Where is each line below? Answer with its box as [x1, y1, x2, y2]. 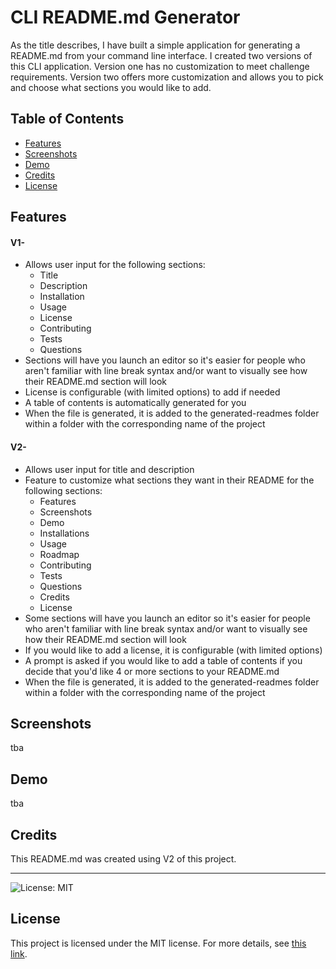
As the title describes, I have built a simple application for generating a [10, 39, 301, 51]
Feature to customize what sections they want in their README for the [24, 474, 315, 486]
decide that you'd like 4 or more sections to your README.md [24, 665, 280, 677]
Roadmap [39, 548, 80, 560]
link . [10, 947, 28, 960]
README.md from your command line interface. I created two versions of [10, 49, 313, 61]
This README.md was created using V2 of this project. [10, 852, 237, 865]
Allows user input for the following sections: [24, 259, 206, 271]
